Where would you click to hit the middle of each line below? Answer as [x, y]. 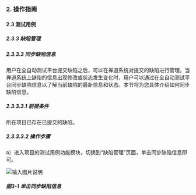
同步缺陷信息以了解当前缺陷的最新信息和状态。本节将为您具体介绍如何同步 [100, 84]
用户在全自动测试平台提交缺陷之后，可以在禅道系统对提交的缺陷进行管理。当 [98, 70]
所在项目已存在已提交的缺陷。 [42, 122]
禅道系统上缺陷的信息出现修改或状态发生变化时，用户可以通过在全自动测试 [95, 77]
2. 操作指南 [22, 9]
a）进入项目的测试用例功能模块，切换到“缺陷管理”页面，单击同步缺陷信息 [94, 152]
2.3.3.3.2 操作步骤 [28, 136]
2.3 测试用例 [21, 24]
